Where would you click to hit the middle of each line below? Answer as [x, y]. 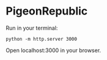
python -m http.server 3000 [42, 39]
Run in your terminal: [32, 28]
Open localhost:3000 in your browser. [53, 50]
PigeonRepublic [47, 11]
